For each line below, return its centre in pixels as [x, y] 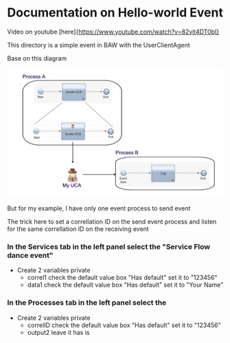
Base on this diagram [37, 58]
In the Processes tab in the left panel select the [87, 302]
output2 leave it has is [58, 332]
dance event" [30, 256]
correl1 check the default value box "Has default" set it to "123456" [122, 278]
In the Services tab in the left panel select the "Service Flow [109, 247]
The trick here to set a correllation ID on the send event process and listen [112, 222]
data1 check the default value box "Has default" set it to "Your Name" [125, 285]
